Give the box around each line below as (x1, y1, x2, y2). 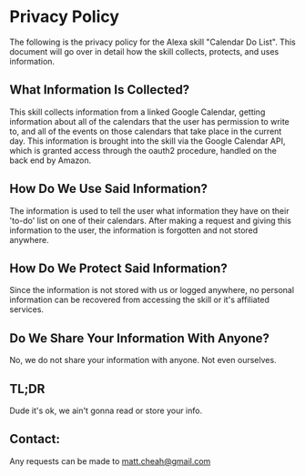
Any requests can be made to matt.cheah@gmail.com (9, 455, 211, 466)
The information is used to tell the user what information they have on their (9, 205, 290, 216)
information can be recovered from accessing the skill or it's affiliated (9, 294, 270, 306)
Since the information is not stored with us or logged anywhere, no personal (9, 285, 294, 296)
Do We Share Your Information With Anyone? (9, 330, 270, 346)
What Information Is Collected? (9, 82, 190, 97)
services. (9, 304, 44, 315)
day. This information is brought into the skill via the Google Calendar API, (9, 135, 286, 147)
